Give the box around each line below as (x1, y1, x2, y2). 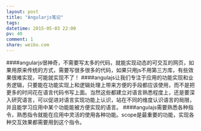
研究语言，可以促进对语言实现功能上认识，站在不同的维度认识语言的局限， (11, 96, 195, 103)
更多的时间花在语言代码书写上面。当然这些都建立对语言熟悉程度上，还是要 (6, 89, 190, 96)
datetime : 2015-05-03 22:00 (6, 25, 77, 32)
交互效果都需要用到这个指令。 (11, 118, 85, 126)
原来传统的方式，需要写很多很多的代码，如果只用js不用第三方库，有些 (16, 66, 188, 73)
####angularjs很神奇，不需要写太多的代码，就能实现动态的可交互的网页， (6, 59, 189, 66)
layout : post (6, 8, 39, 15)
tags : (6, 20, 20, 26)
